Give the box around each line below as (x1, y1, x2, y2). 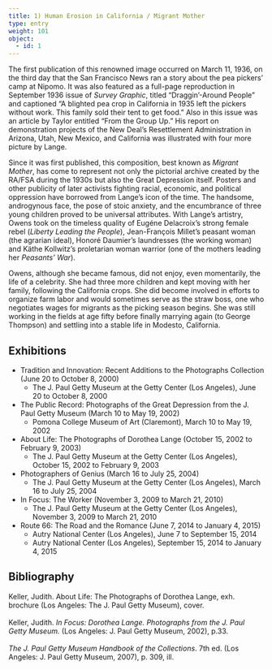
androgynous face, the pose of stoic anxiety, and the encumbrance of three (8, 201, 262, 211)
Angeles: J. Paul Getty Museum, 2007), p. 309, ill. (8, 651, 175, 662)
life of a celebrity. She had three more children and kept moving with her (8, 277, 251, 287)
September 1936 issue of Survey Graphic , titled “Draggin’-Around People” (8, 90, 256, 100)
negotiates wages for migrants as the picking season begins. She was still (8, 303, 256, 313)
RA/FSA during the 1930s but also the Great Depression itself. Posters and (8, 175, 257, 185)
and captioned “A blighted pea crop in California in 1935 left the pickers (8, 99, 247, 109)
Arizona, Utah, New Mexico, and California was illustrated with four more (8, 133, 252, 143)
